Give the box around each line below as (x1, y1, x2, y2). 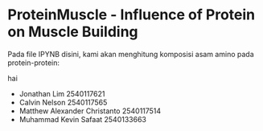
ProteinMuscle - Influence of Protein (7, 6, 256, 24)
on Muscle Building (7, 23, 138, 41)
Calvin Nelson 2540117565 (18, 97, 108, 107)
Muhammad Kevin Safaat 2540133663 (18, 114, 146, 124)
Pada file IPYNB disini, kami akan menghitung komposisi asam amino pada (7, 49, 254, 59)
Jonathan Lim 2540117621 (18, 88, 105, 98)
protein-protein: (7, 58, 60, 68)
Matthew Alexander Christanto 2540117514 (18, 106, 162, 116)
